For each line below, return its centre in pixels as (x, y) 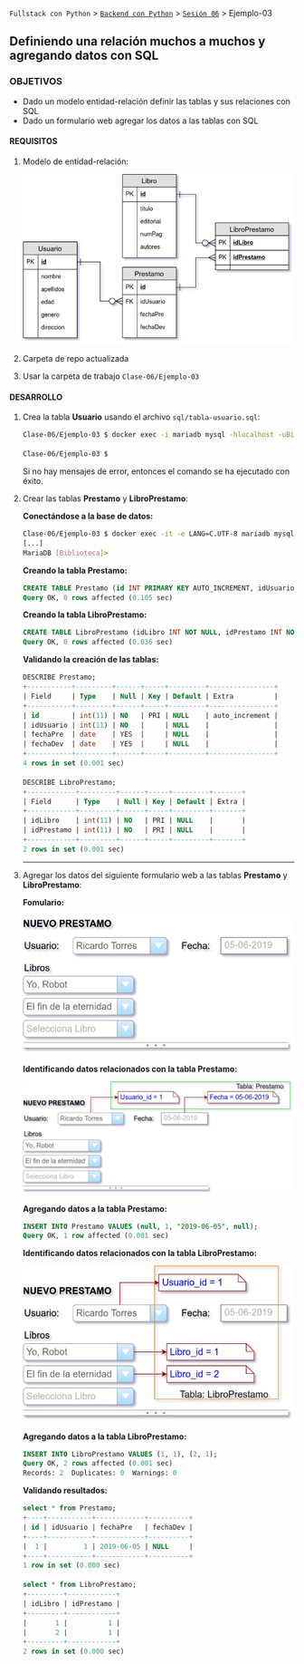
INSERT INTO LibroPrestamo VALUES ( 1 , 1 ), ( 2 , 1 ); (120, 1454)
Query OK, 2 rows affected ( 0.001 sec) (98, 1464)
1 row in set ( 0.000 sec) (71, 1566)
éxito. (33, 481)
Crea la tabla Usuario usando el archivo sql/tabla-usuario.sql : (141, 417)
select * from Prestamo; (69, 1508)
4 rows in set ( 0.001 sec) (73, 764)
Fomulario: (43, 902)
